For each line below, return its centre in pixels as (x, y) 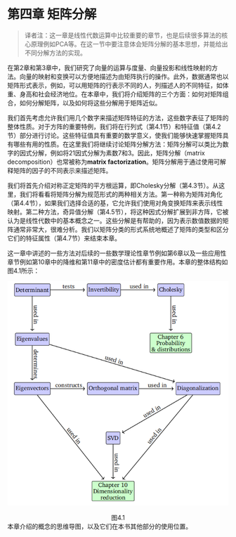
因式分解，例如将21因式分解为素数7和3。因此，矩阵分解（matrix (112, 153)
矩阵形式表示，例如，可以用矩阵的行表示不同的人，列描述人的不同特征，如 (115, 85)
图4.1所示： (24, 271)
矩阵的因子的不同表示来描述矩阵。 (63, 170)
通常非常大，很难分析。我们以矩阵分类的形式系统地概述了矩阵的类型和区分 (121, 229)
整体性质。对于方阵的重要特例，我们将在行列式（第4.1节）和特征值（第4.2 (114, 127)
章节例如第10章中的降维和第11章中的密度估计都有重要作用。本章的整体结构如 (118, 261)
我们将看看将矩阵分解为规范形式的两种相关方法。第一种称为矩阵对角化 (121, 194)
